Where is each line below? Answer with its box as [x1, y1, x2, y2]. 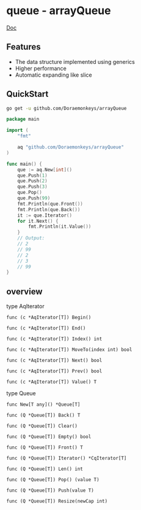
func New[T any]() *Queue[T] [6, 401, 81, 408]
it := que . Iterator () [17, 212, 72, 218]
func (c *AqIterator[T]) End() [6, 325, 86, 331]
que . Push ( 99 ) [17, 195, 51, 201]
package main [6, 116, 40, 123]
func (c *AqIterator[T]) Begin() [6, 314, 92, 321]
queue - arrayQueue [6, 4, 111, 18]
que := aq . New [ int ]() [17, 166, 72, 172]
